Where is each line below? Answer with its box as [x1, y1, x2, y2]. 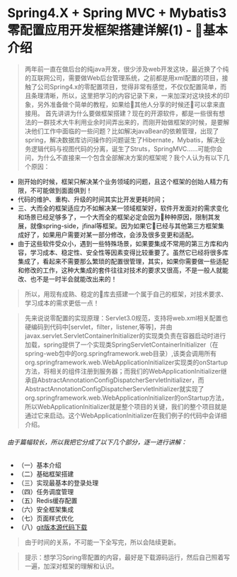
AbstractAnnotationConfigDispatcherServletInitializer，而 [37, 376, 204, 384]
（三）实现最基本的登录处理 [17, 478, 99, 487]
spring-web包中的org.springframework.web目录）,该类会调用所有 [24, 349, 217, 357]
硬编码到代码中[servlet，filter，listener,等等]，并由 [24, 323, 173, 331]
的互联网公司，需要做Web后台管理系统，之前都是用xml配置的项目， [24, 73, 222, 82]
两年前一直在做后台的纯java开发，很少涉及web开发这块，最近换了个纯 [24, 65, 229, 73]
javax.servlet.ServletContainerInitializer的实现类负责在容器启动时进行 [24, 331, 226, 340]
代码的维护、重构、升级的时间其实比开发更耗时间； [17, 195, 167, 203]
